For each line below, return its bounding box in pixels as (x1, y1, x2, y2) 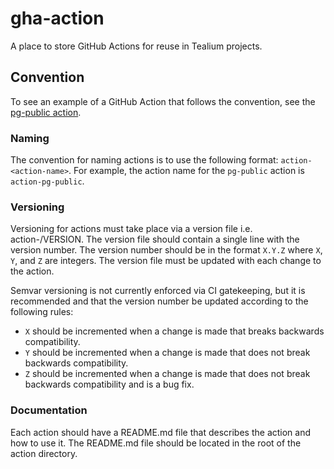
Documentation (10, 403, 88, 417)
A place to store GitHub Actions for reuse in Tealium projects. (10, 40, 263, 52)
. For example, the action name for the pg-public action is (68, 165, 305, 177)
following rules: (10, 306, 74, 318)
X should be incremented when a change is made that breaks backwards (24, 325, 325, 337)
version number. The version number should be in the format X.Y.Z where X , (10, 244, 323, 256)
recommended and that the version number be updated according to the (10, 295, 309, 307)
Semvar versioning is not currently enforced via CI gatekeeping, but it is (10, 285, 306, 297)
